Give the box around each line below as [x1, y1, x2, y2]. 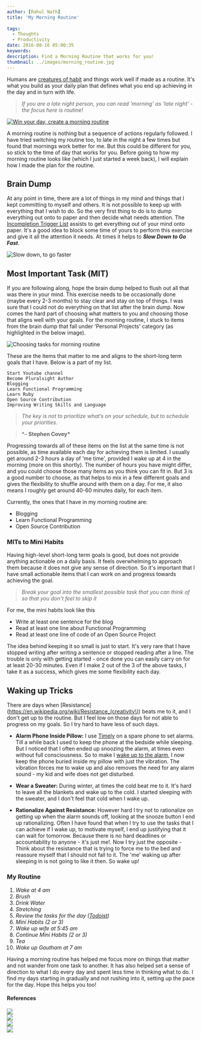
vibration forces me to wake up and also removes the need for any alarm [15, 764, 195, 772]
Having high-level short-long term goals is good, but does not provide [7, 551, 179, 559]
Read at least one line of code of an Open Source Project [15, 631, 156, 638]
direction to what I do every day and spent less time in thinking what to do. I [7, 968, 193, 975]
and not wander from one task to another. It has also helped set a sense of [7, 962, 190, 969]
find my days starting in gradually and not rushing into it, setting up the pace [7, 974, 195, 982]
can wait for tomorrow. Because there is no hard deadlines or [15, 832, 166, 840]
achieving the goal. [7, 577, 54, 584]
